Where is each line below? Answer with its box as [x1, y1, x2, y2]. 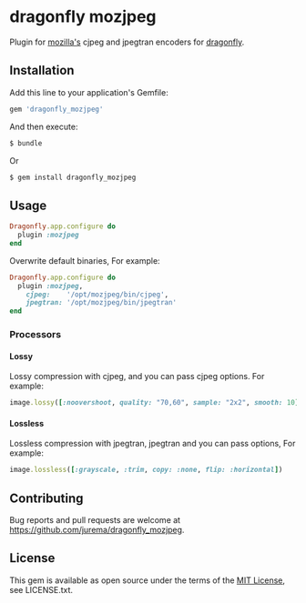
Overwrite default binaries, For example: [9, 255, 161, 266]
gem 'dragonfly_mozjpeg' [9, 105, 104, 114]
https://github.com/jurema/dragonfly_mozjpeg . [9, 525, 185, 536]
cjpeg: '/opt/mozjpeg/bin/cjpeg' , [25, 289, 169, 299]
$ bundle [9, 138, 43, 147]
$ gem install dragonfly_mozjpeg [9, 173, 137, 182]
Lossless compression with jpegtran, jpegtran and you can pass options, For [9, 438, 296, 449]
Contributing [9, 490, 84, 506]
